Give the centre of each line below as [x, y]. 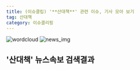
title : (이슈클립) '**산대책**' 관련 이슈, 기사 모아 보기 [70, 12]
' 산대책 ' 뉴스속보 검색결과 [50, 60]
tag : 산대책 [19, 17]
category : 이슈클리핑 [30, 23]
